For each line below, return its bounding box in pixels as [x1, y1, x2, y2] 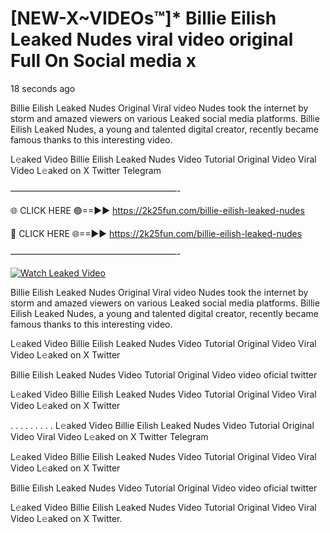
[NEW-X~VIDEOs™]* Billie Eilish [10, 7, 277, 30]
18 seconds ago [10, 82, 76, 94]
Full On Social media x [10, 50, 197, 72]
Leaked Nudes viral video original [10, 28, 294, 51]
